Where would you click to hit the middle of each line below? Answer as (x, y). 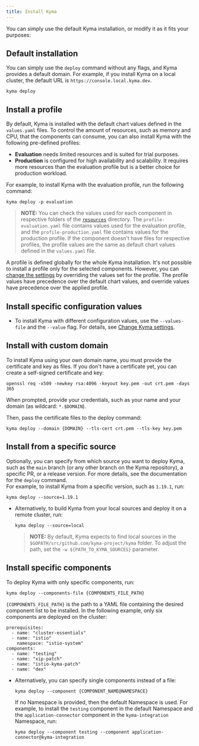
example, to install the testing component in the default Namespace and (104, 709)
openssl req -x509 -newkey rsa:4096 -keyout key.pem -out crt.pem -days (98, 383)
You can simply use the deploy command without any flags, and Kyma (91, 68)
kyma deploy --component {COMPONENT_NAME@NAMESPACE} (81, 691)
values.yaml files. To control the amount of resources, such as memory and (99, 130)
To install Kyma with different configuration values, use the (86, 321)
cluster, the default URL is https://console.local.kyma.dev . (79, 80)
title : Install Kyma (32, 12)
